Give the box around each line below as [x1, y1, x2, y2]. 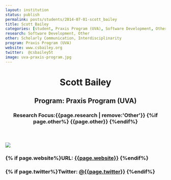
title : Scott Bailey [5, 21, 49, 27]
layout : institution [5, 7, 49, 13]
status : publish [5, 12, 40, 17]
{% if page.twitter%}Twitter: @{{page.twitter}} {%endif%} [5, 168, 155, 175]
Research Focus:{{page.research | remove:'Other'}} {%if [13, 112, 158, 119]
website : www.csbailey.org [5, 45, 63, 50]
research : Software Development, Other [5, 31, 90, 36]
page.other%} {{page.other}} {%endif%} [33, 118, 138, 125]
